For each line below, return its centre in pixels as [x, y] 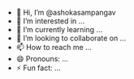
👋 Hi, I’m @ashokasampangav [66, 12]
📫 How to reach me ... [54, 47]
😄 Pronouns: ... [42, 59]
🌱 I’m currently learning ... [59, 29]
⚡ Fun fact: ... [38, 68]
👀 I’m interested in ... [50, 21]
